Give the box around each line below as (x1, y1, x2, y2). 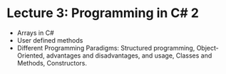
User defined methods (16, 36, 83, 44)
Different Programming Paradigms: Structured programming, (16, 43, 195, 52)
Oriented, (16, 51, 45, 60)
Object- (196, 43, 219, 52)
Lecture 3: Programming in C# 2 (6, 5, 200, 21)
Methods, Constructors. (16, 58, 87, 67)
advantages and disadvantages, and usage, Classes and (46, 51, 212, 60)
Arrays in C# (16, 28, 54, 37)
